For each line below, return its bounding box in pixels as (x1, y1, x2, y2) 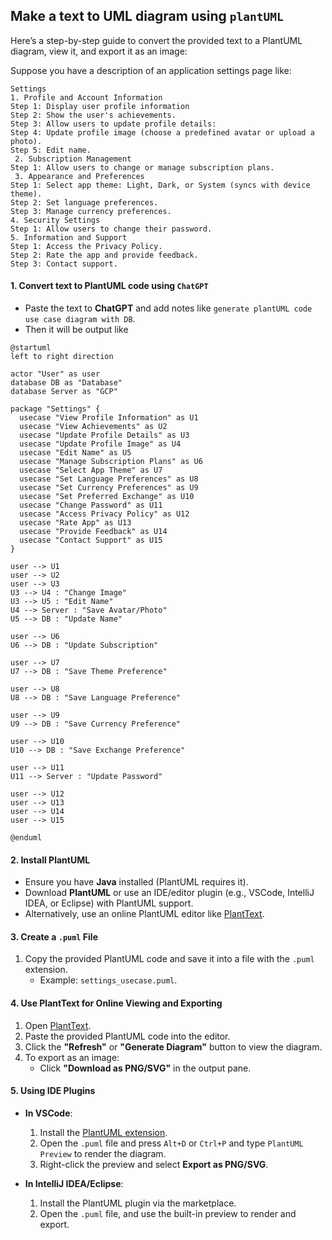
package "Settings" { (10, 404, 101, 414)
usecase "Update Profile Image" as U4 (19, 439, 182, 449)
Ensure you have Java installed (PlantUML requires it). (24, 876, 249, 888)
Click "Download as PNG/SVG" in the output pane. (39, 1062, 252, 1074)
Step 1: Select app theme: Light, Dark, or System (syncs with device (10, 180, 311, 190)
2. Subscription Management (14, 154, 132, 164)
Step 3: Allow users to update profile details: (10, 119, 217, 129)
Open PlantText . (24, 1019, 92, 1031)
